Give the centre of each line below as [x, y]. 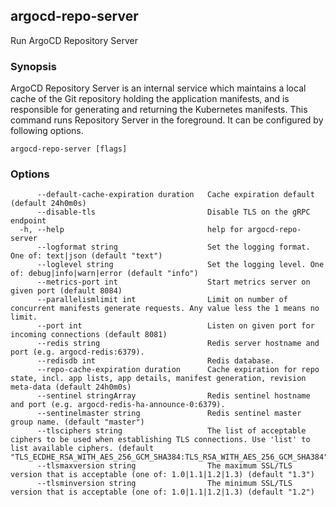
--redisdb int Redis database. [155, 361]
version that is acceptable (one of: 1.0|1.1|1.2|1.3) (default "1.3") [162, 475]
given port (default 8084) [66, 291]
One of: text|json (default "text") [86, 256]
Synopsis [33, 66]
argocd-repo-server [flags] [69, 149]
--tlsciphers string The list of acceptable [171, 431]
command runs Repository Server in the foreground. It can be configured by [167, 120]
